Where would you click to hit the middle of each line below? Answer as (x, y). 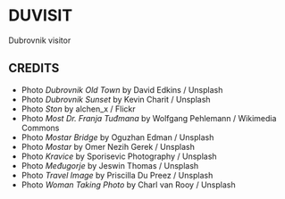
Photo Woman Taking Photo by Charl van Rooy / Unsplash (128, 185)
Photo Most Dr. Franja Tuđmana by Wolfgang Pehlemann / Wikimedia (149, 118)
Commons (40, 128)
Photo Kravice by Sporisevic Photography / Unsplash (119, 156)
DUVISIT (41, 16)
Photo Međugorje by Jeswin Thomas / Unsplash (110, 165)
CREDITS (34, 68)
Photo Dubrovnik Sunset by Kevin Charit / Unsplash (116, 99)
